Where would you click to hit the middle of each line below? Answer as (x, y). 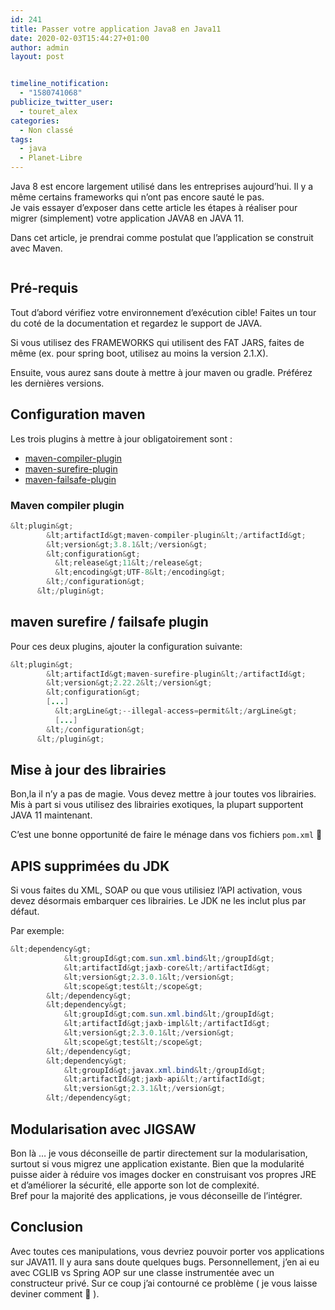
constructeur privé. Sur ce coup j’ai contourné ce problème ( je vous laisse (164, 1283)
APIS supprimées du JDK (90, 866)
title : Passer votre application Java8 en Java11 (116, 29)
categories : (35, 121)
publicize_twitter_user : (62, 102)
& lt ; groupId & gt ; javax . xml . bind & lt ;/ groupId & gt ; (165, 1070)
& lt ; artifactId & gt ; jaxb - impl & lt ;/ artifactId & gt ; (167, 1024)
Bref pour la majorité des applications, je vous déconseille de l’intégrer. (156, 1195)
